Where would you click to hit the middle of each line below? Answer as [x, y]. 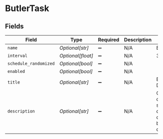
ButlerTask [27, 8]
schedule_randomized [31, 63]
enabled [16, 71]
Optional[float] [76, 56]
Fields [15, 26]
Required [109, 40]
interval [17, 56]
